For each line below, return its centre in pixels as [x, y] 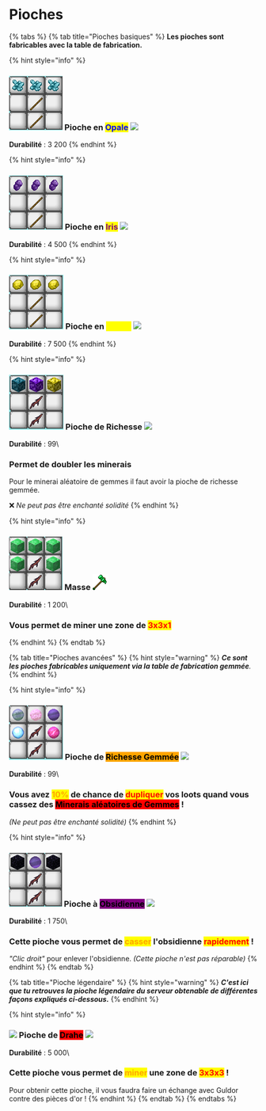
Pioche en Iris [91, 227]
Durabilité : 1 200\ [38, 604]
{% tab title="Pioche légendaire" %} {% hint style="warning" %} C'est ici [129, 983]
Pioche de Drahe [51, 1035]
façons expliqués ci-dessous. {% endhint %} [84, 999]
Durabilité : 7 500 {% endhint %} [63, 344]
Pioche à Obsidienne [104, 904]
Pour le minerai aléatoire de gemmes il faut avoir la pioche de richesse [123, 481]
